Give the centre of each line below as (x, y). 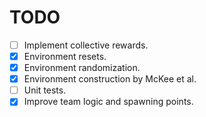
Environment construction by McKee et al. (110, 79)
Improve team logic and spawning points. (108, 102)
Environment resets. (65, 56)
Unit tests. (45, 90)
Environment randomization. (82, 68)
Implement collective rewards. (86, 45)
